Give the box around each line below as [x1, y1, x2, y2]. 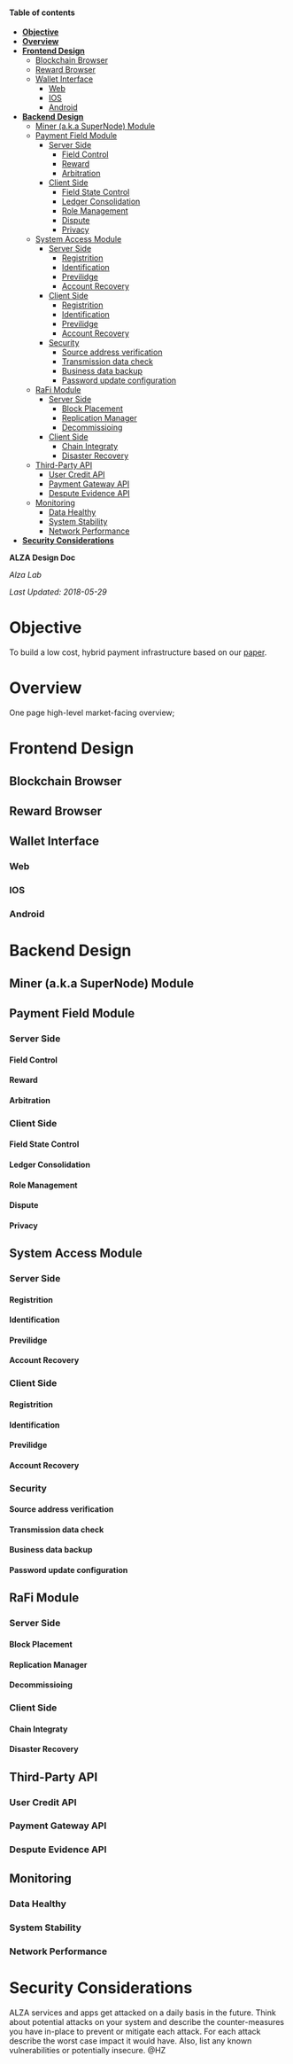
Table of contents [9, 7, 75, 18]
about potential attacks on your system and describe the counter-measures [9, 2016, 285, 2027]
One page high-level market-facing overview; [9, 707, 175, 718]
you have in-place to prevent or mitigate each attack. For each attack [9, 2026, 261, 2037]
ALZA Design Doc [9, 552, 76, 563]
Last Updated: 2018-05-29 [9, 587, 108, 597]
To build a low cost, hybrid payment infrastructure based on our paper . [9, 647, 267, 658]
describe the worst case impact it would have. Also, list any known [9, 2035, 252, 2046]
